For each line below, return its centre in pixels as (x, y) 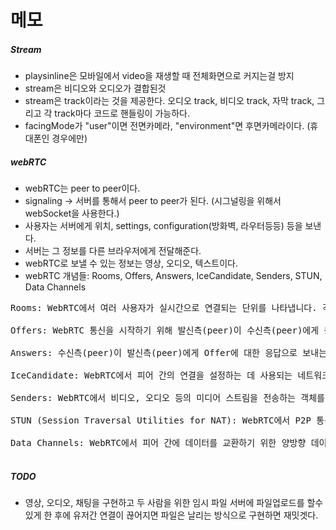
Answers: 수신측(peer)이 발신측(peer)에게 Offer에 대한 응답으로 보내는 (169, 353)
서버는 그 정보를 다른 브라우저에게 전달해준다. (113, 251)
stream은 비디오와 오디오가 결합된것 (95, 88)
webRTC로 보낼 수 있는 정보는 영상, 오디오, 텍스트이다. (131, 263)
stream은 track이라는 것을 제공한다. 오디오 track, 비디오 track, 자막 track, (169, 101)
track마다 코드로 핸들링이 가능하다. (122, 113)
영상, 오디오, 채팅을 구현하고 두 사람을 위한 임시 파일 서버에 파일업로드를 (164, 503)
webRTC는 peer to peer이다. (82, 188)
